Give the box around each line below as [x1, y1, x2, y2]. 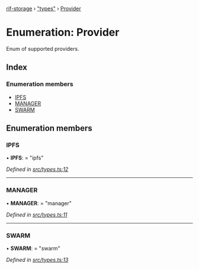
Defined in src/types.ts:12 [6, 166, 69, 173]
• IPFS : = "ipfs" [6, 154, 44, 161]
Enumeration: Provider [6, 26, 120, 39]
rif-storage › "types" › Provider [6, 5, 81, 12]
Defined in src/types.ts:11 [6, 211, 68, 218]
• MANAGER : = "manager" [6, 199, 72, 206]
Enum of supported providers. [6, 45, 79, 52]
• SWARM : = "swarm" [6, 245, 60, 252]
